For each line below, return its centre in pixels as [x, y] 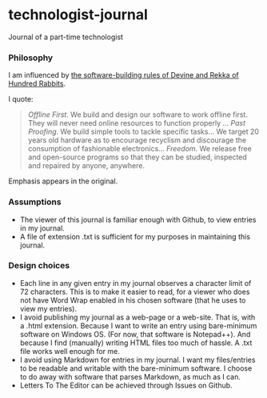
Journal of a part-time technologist [66, 37]
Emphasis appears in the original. [63, 181]
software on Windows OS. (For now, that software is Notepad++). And [135, 334]
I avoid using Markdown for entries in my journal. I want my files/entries [137, 360]
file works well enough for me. [70, 351]
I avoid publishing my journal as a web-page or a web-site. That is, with [137, 317]
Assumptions [35, 202]
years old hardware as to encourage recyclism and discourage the [137, 140]
